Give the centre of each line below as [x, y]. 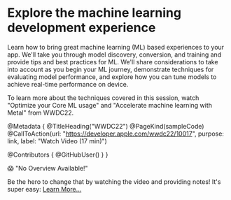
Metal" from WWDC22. [41, 113]
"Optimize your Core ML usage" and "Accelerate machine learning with [110, 105]
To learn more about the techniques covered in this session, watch [103, 98]
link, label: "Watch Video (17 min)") [57, 141]
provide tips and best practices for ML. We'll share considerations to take [113, 62]
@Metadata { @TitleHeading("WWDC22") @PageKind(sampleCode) [106, 126]
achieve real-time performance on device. [68, 84]
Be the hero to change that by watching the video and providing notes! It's [114, 181]
